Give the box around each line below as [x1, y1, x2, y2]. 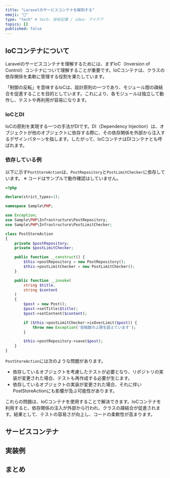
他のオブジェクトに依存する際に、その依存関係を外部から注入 [31, 130, 161, 136]
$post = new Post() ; [23, 301, 67, 307]
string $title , [23, 283, 56, 288]
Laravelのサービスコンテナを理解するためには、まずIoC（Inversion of [5, 60, 151, 66]
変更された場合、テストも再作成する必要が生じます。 [21, 375, 133, 381]
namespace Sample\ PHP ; [5, 203, 53, 209]
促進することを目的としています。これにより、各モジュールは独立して [14, 90, 160, 96]
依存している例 [5, 156, 42, 163]
